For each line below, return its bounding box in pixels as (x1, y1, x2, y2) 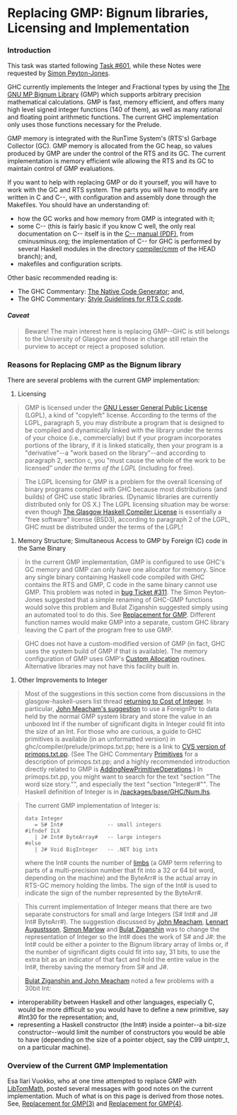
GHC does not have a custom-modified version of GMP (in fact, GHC (24, 639, 226, 647)
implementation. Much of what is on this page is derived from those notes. (7, 1092, 224, 1101)
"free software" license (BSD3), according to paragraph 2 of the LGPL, (24, 515, 231, 523)
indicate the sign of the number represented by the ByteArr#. (24, 889, 203, 897)
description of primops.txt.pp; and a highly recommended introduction (24, 757, 231, 766)
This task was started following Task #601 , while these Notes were (7, 62, 202, 70)
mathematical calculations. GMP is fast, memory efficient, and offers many (7, 98, 225, 106)
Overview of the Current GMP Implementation (7, 1060, 168, 1070)
